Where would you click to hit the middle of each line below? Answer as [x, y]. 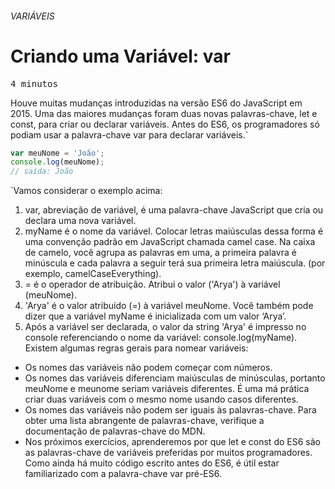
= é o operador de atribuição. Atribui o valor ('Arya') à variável [152, 284]
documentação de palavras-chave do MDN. [115, 431]
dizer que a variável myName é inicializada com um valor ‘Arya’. [155, 316]
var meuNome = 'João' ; [57, 153]
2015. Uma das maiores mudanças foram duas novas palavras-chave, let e [164, 113]
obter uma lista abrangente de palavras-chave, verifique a [144, 421]
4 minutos [34, 83]
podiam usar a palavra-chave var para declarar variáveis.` [129, 134]
